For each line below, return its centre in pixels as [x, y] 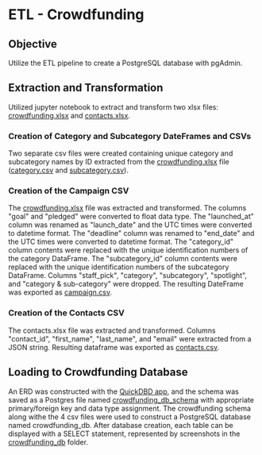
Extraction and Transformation [86, 88]
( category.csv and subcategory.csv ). [69, 170]
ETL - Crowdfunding [76, 15]
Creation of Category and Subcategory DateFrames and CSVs [130, 136]
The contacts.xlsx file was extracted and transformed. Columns [112, 330]
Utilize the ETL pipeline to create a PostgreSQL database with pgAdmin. [125, 63]
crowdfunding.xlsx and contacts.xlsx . [69, 115]
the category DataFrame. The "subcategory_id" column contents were [123, 259]
